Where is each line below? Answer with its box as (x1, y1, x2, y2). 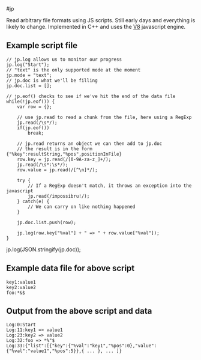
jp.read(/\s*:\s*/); (17, 162, 68, 168)
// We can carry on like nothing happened (28, 204, 136, 210)
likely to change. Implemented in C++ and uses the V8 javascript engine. (6, 23, 186, 30)
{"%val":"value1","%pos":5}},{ (6, 348, 85, 354)
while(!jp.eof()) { (6, 99, 55, 105)
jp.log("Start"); (6, 61, 50, 68)
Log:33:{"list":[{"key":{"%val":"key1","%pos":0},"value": (6, 343, 157, 349)
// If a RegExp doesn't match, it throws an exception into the (28, 183, 192, 189)
